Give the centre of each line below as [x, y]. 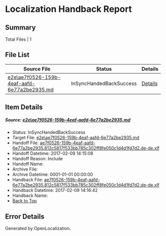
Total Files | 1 [18, 39]
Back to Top [24, 201]
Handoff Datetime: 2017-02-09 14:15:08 [53, 153]
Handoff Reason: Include [38, 159]
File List [17, 55]
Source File [37, 69]
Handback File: [28, 180]
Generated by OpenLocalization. [38, 228]
